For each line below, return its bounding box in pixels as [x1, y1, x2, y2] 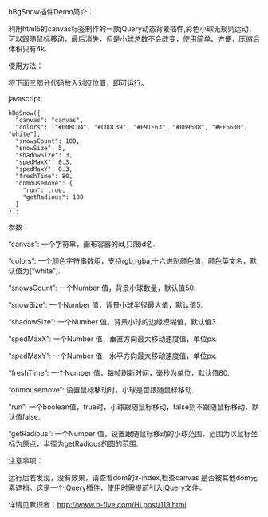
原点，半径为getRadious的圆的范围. [22, 439, 139, 448]
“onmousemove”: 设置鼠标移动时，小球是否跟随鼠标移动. [8, 385, 194, 394]
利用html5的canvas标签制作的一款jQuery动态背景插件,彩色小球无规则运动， [8, 24, 256, 34]
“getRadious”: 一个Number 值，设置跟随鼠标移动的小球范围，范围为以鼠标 [8, 429, 251, 438]
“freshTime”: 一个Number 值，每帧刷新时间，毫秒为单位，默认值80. [8, 368, 230, 377]
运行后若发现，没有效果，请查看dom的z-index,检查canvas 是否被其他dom [8, 473, 251, 482]
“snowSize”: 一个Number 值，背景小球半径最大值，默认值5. [8, 300, 203, 309]
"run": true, [22, 186, 66, 194]
